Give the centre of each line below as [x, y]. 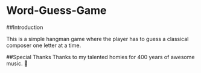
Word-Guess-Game [56, 11]
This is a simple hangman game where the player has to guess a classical [97, 39]
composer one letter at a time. [44, 45]
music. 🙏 [17, 63]
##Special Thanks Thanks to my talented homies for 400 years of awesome [101, 57]
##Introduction [25, 27]
